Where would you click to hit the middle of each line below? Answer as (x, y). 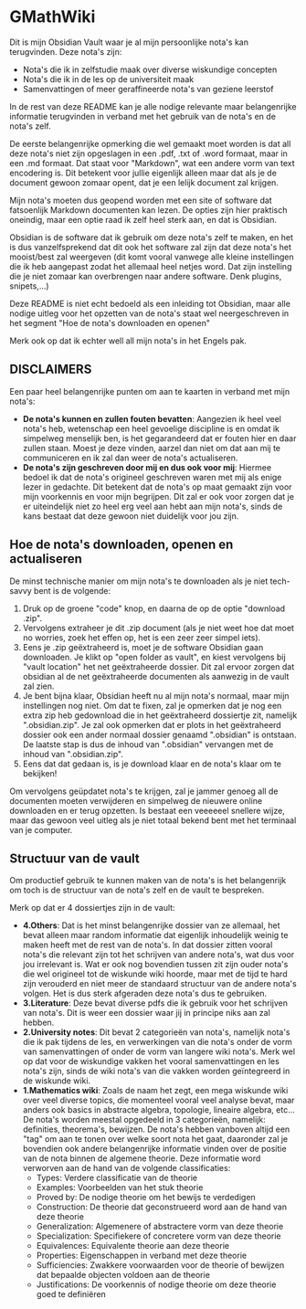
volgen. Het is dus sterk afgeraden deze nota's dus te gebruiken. (145, 994)
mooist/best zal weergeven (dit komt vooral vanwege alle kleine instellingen (152, 257)
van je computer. (41, 829)
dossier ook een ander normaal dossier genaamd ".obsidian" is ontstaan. (159, 734)
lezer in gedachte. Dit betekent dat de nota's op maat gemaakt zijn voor (157, 487)
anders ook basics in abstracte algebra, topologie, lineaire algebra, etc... (158, 1110)
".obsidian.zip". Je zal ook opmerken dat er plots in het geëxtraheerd (152, 724)
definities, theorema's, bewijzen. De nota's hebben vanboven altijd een (156, 1129)
